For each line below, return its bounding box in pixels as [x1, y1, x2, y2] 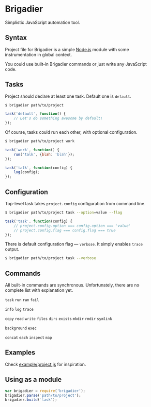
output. [5, 247, 19, 252]
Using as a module [5, 375, 62, 384]
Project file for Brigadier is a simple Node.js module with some [5, 46, 129, 52]
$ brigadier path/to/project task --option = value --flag [5, 210, 122, 215]
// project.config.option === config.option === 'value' [14, 223, 131, 228]
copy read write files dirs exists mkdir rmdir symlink [5, 317, 112, 321]
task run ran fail [5, 298, 40, 302]
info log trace [5, 307, 34, 312]
